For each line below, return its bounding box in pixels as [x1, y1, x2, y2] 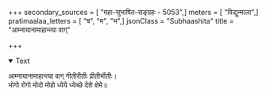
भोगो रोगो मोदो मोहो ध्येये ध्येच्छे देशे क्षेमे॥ [8, 80, 107, 90]
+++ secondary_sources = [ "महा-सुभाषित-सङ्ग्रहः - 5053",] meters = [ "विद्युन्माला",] [8, 8, 259, 17]
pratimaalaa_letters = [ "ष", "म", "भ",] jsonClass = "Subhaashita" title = [8, 17, 234, 25]
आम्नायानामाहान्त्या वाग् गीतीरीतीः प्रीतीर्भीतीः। [8, 72, 118, 80]
